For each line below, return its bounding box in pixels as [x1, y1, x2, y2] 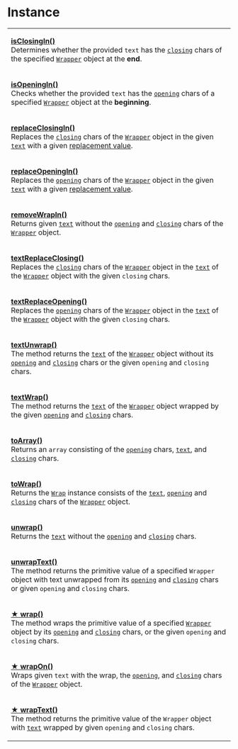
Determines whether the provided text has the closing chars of [11, 45, 222, 55]
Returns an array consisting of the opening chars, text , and [11, 444, 208, 454]
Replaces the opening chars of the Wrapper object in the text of [11, 305, 220, 315]
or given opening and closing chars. [11, 583, 130, 593]
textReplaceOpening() [11, 296, 87, 306]
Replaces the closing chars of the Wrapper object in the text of [11, 261, 220, 271]
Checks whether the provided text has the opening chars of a [11, 88, 215, 98]
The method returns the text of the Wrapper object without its [11, 349, 214, 359]
